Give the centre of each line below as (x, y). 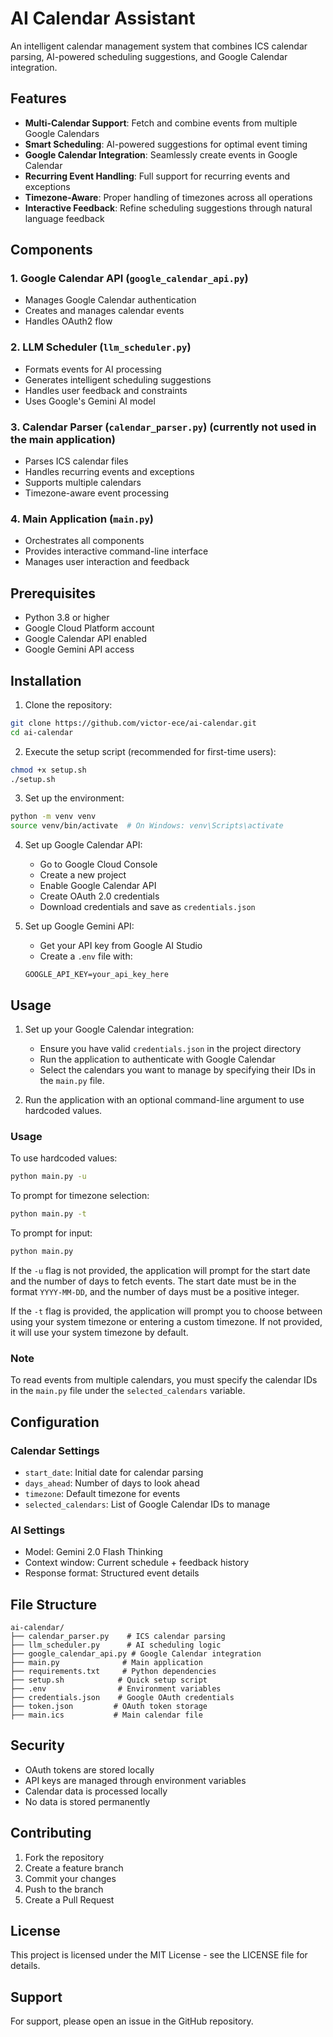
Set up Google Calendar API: (83, 845)
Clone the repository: (68, 704)
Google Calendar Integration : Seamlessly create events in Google (161, 154)
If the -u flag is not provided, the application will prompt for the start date (160, 1270)
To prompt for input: (51, 1233)
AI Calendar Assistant (103, 18)
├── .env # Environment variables (116, 1689)
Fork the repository (64, 1857)
